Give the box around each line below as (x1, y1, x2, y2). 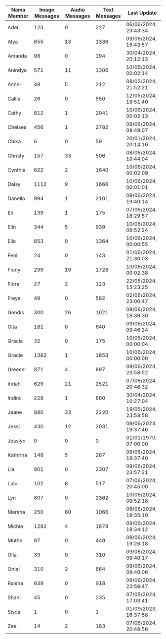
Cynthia (7, 167, 26, 173)
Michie (7, 523, 24, 529)
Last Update (127, 9, 157, 16)
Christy (7, 152, 25, 159)
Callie (7, 95, 21, 102)
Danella (7, 195, 26, 202)
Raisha (7, 580, 23, 586)
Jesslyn (7, 437, 26, 444)
